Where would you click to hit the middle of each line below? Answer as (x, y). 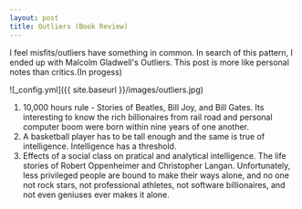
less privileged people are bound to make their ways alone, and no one (156, 175)
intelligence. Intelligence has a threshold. (99, 146)
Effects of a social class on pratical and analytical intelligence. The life (154, 155)
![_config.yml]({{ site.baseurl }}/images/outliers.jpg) (106, 89)
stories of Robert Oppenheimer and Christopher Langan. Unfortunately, (156, 165)
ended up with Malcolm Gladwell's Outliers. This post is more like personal (150, 62)
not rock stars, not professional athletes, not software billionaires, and (154, 184)
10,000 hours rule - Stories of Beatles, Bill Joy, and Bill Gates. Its (143, 107)
